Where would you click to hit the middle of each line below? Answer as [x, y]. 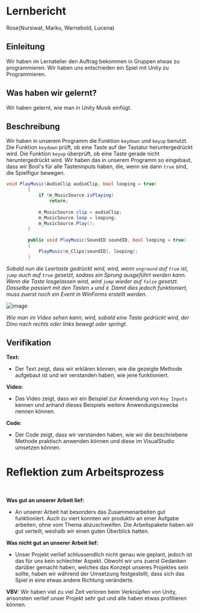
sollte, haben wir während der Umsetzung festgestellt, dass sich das [100, 574]
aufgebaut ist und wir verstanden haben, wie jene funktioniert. [92, 376]
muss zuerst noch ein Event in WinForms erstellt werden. [77, 294]
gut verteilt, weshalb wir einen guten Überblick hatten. [82, 531]
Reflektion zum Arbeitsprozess [85, 472]
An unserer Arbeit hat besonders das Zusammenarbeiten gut [90, 512]
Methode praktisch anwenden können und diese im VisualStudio [95, 441]
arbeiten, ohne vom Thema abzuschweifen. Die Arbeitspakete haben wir [104, 525]
